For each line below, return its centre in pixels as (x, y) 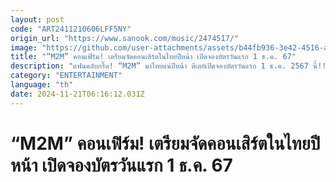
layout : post (37, 19)
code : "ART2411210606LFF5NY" (71, 29)
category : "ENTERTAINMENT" (66, 76)
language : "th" (42, 85)
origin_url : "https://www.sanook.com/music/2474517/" (125, 38)
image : (24, 47)
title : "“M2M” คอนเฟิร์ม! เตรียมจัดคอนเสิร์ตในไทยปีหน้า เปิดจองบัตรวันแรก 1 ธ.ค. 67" (153, 57)
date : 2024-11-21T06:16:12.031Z (77, 94)
